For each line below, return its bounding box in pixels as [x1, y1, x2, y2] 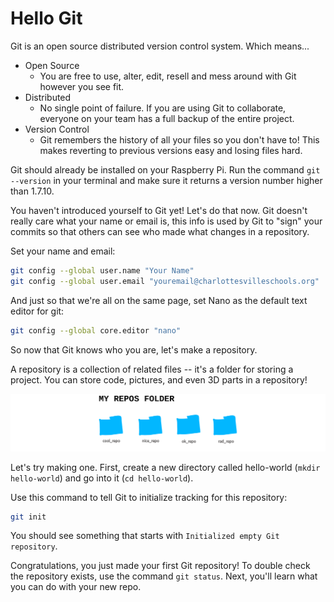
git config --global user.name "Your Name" [10, 265, 195, 276]
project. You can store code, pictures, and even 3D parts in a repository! [10, 373, 308, 386]
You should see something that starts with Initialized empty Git [10, 530, 280, 542]
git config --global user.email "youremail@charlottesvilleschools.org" [10, 276, 320, 286]
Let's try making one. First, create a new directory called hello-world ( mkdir [10, 461, 321, 473]
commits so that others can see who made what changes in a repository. [10, 225, 310, 237]
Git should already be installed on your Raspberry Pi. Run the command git [10, 163, 321, 176]
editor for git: [10, 305, 65, 317]
